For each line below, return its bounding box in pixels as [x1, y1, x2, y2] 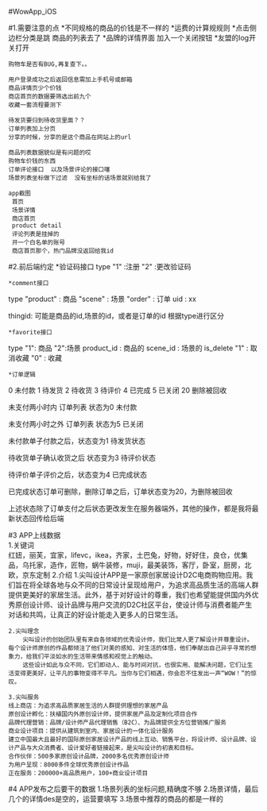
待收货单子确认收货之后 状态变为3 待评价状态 [8, 453, 157, 462]
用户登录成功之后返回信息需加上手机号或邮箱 [8, 75, 133, 83]
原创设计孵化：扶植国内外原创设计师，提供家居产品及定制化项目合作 [8, 710, 198, 718]
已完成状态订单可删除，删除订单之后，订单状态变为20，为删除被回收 [8, 487, 233, 496]
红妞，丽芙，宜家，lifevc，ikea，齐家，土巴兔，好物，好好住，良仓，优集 [8, 550, 248, 559]
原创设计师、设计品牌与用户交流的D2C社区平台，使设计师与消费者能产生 [14, 600, 253, 609]
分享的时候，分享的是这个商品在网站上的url [8, 133, 132, 141]
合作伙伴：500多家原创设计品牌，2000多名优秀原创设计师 [8, 752, 169, 760]
